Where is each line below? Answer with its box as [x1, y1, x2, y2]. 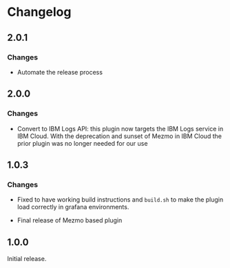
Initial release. [7, 255, 47, 263]
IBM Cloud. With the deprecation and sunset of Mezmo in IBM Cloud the [17, 132, 222, 140]
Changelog [7, 4, 72, 20]
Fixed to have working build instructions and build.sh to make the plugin [17, 195, 224, 204]
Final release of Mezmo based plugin [17, 216, 123, 224]
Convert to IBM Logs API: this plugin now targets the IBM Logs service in [17, 124, 224, 133]
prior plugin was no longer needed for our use [17, 139, 148, 147]
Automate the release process [17, 68, 103, 76]
